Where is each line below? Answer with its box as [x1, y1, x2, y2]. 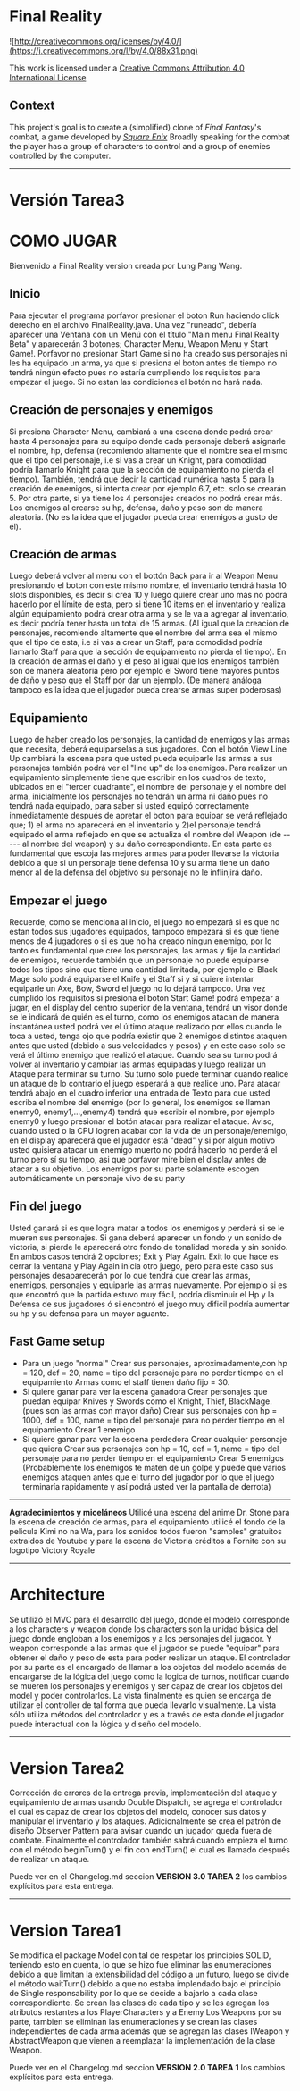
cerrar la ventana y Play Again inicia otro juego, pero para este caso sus [9, 1260, 274, 1271]
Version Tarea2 [9, 1758, 125, 1778]
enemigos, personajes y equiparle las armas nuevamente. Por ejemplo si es [9, 1280, 287, 1290]
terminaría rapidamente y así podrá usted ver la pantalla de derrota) [21, 1481, 271, 1491]
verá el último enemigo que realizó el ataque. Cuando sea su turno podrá [9, 1049, 278, 1060]
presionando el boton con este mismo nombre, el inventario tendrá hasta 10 [9, 580, 287, 591]
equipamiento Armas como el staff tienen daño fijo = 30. [21, 1376, 230, 1387]
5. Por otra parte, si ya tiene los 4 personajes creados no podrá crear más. [9, 492, 283, 503]
